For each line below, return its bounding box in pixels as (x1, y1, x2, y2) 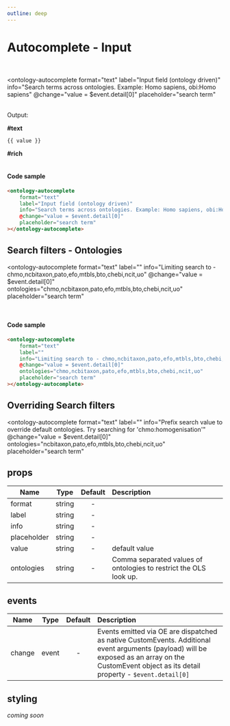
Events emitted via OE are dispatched (97, 627, 218, 636)
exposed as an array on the (97, 653, 185, 662)
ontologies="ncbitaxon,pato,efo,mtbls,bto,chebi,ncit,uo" (7, 439, 166, 448)
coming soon (7, 711, 44, 720)
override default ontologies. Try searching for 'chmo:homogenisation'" (7, 425, 206, 433)
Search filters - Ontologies (7, 245, 123, 256)
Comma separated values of (112, 555, 203, 564)
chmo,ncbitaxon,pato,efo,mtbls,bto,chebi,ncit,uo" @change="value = (7, 270, 203, 278)
